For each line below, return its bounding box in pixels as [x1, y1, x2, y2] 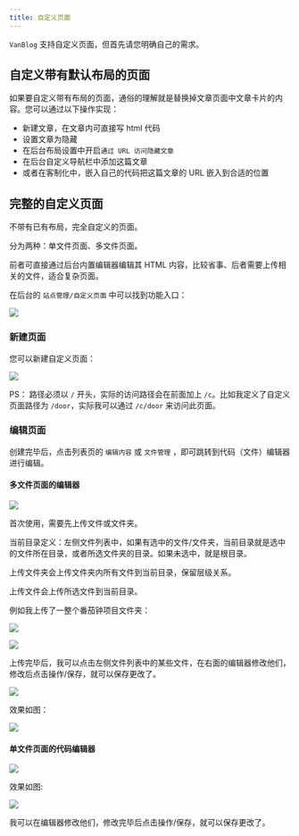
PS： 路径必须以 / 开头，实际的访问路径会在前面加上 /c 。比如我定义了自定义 [9, 389, 291, 399]
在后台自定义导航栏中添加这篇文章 [21, 156, 148, 167]
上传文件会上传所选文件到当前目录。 [9, 586, 143, 597]
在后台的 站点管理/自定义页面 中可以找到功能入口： [9, 289, 187, 300]
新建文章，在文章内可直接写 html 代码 [21, 122, 161, 134]
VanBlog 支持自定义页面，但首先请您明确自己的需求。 [9, 38, 204, 49]
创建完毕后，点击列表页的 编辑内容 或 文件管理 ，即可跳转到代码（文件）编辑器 [9, 446, 290, 456]
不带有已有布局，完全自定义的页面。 [9, 222, 143, 232]
